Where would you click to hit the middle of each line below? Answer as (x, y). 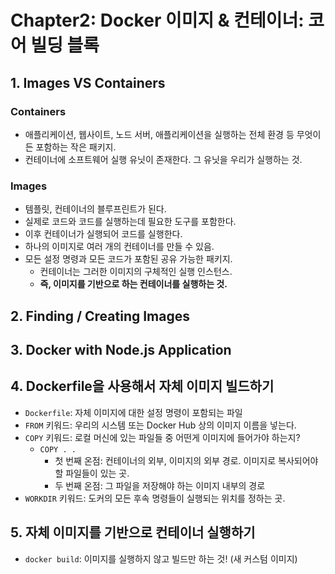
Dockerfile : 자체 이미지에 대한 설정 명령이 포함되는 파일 (133, 412)
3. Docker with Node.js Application (121, 349)
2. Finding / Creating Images (100, 316)
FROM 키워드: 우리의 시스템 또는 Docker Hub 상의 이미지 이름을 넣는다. (160, 425)
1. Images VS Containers (88, 82)
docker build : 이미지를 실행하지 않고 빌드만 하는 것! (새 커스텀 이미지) (161, 558)
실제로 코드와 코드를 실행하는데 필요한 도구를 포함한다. (130, 222)
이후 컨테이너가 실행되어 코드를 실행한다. (103, 234)
